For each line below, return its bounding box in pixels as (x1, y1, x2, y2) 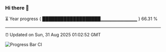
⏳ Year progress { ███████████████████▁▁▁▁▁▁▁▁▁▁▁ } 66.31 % (5, 16, 158, 22)
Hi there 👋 (5, 4, 30, 11)
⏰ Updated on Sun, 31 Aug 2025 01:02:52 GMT (5, 32, 101, 38)
